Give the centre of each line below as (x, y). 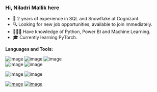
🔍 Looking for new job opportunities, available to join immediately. (82, 24)
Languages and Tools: (29, 49)
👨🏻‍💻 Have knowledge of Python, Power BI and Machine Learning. (82, 32)
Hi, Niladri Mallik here (32, 8)
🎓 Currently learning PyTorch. (45, 38)
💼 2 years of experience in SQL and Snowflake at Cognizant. (76, 19)
